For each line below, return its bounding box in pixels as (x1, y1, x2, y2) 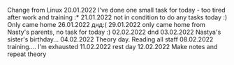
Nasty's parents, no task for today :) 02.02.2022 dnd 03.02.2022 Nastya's (7, 28, 221, 36)
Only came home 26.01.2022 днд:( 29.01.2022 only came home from (7, 21, 206, 28)
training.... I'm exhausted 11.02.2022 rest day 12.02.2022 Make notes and (7, 43, 218, 50)
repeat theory (7, 50, 47, 58)
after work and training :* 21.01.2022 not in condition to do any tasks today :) (7, 13, 228, 21)
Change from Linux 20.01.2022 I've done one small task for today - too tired (7, 6, 226, 14)
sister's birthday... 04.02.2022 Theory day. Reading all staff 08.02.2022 (7, 35, 214, 44)
